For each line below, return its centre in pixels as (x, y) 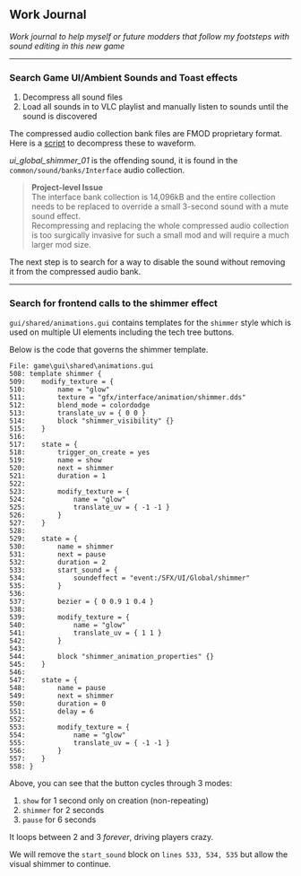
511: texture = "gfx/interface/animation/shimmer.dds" (128, 398)
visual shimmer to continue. (60, 864)
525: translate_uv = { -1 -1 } (90, 508)
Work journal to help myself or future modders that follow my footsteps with (149, 36)
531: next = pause (57, 555)
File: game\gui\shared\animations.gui (82, 366)
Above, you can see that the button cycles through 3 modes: (121, 784)
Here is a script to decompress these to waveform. (103, 144)
